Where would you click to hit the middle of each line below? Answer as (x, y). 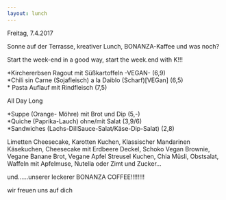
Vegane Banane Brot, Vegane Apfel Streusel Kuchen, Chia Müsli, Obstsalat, (113, 156)
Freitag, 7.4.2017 (30, 33)
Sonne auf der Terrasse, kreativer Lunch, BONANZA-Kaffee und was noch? (113, 46)
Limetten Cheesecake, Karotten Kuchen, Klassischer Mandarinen (99, 142)
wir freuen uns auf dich (40, 190)
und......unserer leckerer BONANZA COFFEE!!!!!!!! (76, 177)
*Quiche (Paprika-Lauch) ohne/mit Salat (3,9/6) (75, 121)
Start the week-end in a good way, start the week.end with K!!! (95, 60)
